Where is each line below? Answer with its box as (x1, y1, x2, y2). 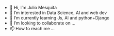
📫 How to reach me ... (9, 26, 55, 31)
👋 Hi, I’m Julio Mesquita (9, 5, 57, 10)
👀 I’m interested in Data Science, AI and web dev (9, 10, 107, 16)
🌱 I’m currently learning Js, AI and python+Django (9, 15, 110, 20)
